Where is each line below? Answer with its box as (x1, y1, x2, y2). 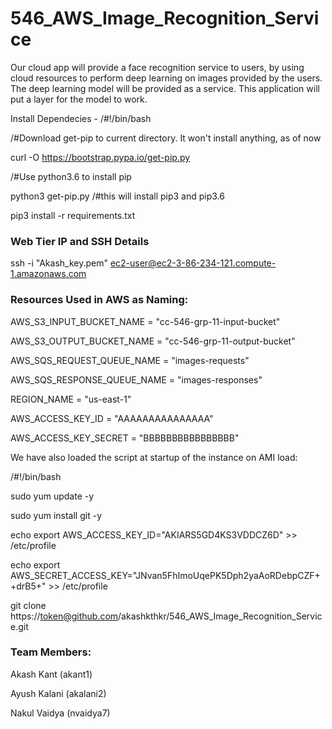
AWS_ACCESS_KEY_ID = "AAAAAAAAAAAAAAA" (10, 412, 214, 424)
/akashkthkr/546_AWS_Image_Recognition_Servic (118, 610, 323, 622)
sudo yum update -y (10, 490, 95, 502)
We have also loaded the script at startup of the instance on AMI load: (10, 451, 298, 463)
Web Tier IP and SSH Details (10, 234, 150, 248)
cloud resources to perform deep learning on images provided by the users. (10, 72, 323, 84)
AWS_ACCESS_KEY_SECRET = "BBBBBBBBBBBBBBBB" (10, 432, 240, 444)
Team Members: (10, 645, 92, 659)
